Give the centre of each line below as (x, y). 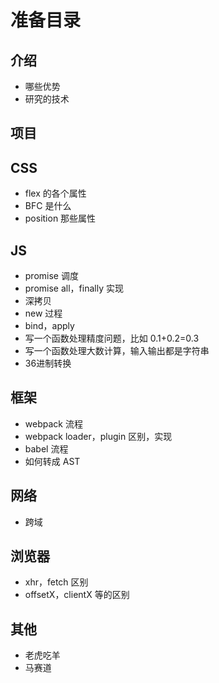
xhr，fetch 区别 (56, 582)
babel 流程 (46, 448)
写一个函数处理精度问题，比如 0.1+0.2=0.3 (112, 338)
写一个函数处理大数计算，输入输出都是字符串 (117, 351)
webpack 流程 (53, 423)
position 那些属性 (60, 218)
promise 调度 (51, 276)
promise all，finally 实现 (74, 288)
